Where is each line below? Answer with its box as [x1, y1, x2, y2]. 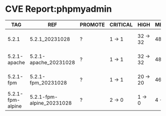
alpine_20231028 [29, 99, 72, 106]
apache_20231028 [29, 59, 76, 66]
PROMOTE [80, 21, 105, 28]
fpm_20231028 [29, 79, 67, 86]
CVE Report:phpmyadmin [5, 3, 112, 15]
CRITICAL [109, 21, 133, 28]
